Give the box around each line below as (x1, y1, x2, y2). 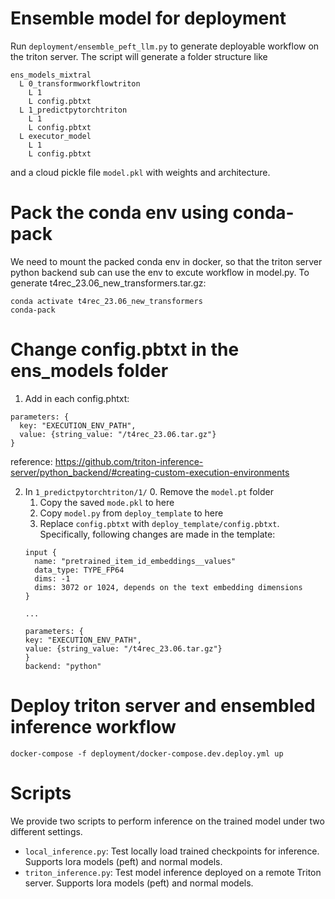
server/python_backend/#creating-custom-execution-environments (10, 466, 290, 478)
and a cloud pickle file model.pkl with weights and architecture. (10, 166, 271, 178)
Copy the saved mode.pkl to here (39, 496, 175, 508)
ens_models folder (10, 360, 169, 382)
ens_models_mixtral (10, 70, 92, 80)
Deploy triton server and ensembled (10, 695, 316, 717)
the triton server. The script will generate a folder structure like (10, 50, 268, 62)
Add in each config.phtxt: (24, 392, 130, 404)
